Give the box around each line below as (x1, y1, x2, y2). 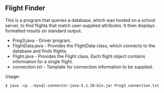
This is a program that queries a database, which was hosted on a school (5, 17, 156, 23)
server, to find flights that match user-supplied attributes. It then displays (5, 22, 155, 28)
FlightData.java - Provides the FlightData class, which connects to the (12, 42, 156, 49)
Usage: (5, 73, 20, 79)
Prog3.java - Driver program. (12, 37, 72, 43)
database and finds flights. (12, 48, 67, 54)
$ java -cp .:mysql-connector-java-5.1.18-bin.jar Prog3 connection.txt (5, 83, 160, 88)
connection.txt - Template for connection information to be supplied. (12, 64, 154, 70)
